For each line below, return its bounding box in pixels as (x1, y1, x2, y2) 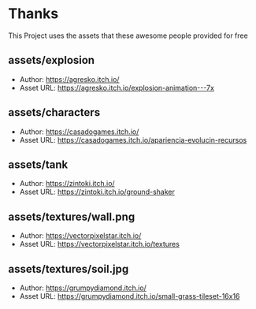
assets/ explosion (8, 54, 95, 67)
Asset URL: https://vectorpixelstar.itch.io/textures (19, 240, 180, 249)
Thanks (8, 5, 59, 23)
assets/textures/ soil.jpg (8, 262, 129, 276)
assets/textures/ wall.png (8, 210, 135, 223)
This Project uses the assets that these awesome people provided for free (8, 31, 248, 40)
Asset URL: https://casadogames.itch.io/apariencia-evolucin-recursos (19, 135, 247, 144)
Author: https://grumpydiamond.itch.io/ (19, 283, 147, 292)
